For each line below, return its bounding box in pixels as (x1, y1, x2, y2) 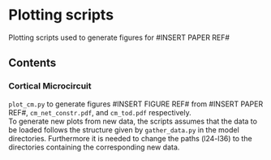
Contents (8, 56, 57, 70)
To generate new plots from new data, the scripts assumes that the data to (8, 116, 258, 126)
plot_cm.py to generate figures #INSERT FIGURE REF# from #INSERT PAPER (8, 99, 264, 109)
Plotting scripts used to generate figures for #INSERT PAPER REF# (8, 32, 230, 42)
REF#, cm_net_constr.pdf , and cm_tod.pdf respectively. (8, 107, 192, 117)
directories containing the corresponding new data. (8, 142, 180, 152)
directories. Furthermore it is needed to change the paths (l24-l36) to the (8, 133, 253, 143)
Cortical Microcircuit (8, 80, 92, 92)
